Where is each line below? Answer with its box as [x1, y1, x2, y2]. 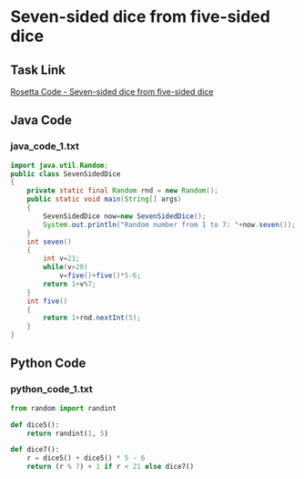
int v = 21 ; [43, 254, 80, 264]
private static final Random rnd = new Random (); [26, 186, 219, 195]
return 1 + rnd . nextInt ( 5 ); [43, 313, 142, 323]
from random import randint [10, 403, 117, 412]
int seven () [26, 237, 72, 246]
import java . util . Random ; [10, 161, 108, 170]
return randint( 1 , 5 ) [26, 429, 108, 438]
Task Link [10, 62, 66, 78]
